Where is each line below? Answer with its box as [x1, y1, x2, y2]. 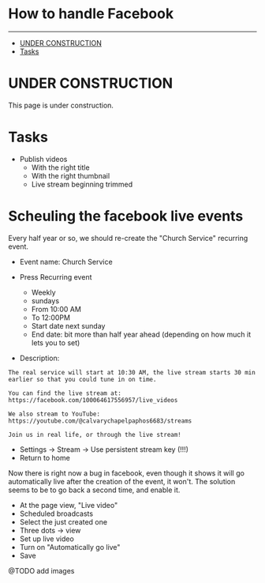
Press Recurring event [19, 272, 92, 281]
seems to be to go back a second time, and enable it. [8, 485, 181, 495]
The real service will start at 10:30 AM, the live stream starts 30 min [8, 368, 256, 376]
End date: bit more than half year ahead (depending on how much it [31, 329, 252, 339]
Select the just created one [19, 517, 108, 526]
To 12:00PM [31, 313, 71, 322]
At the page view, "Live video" [19, 500, 118, 510]
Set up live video [19, 534, 75, 544]
